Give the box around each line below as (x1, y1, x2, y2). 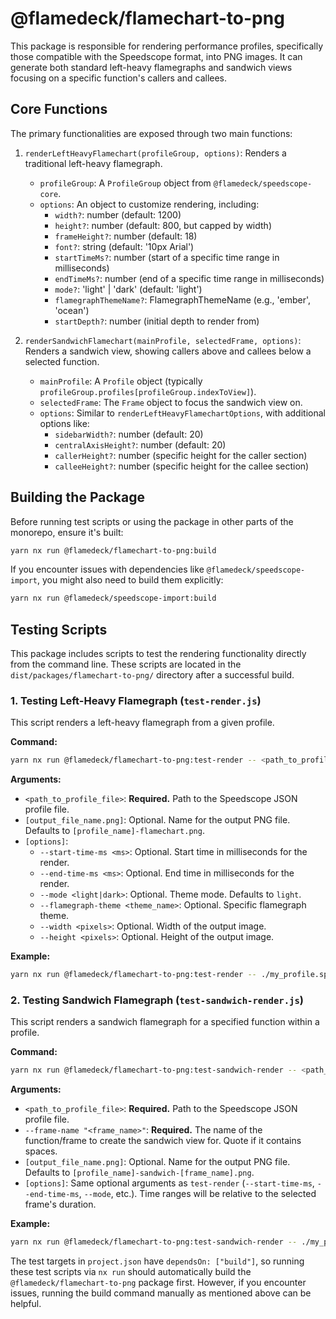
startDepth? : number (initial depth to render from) (54, 315, 260, 327)
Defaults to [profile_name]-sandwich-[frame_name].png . (24, 1167, 255, 1179)
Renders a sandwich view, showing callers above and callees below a (24, 345, 312, 357)
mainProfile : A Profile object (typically (39, 375, 203, 387)
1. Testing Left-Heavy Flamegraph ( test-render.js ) (10, 694, 262, 708)
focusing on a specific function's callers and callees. (10, 72, 228, 84)
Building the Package (10, 489, 145, 506)
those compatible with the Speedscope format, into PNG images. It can (10, 50, 303, 62)
